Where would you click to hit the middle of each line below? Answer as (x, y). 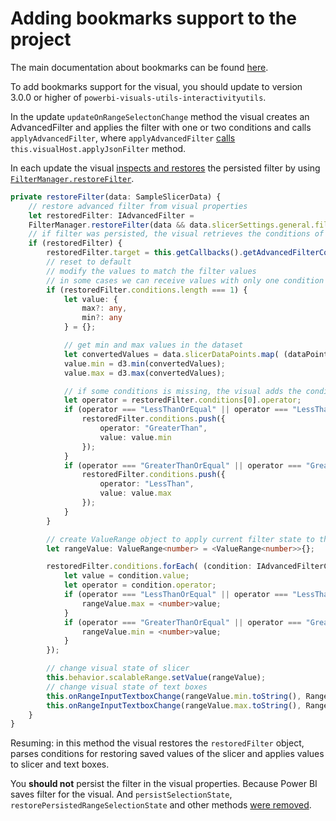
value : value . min (135, 437)
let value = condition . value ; (126, 576)
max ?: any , (104, 308)
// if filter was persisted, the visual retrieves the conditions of (176, 234)
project (41, 39)
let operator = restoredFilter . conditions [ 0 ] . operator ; (182, 400)
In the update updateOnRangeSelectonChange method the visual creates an (160, 116)
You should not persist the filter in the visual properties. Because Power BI (164, 784)
